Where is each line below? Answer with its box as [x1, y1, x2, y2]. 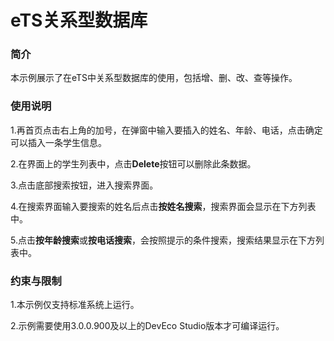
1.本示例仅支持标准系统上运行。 [10, 299, 140, 311]
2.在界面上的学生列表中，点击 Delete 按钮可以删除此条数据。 [10, 157, 257, 170]
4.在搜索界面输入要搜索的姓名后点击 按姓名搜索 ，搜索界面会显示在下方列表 [10, 200, 317, 212]
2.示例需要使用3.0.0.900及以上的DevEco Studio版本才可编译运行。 [10, 320, 285, 332]
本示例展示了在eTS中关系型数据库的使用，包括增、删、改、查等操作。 [10, 72, 298, 84]
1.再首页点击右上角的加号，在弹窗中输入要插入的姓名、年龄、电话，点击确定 [10, 124, 323, 136]
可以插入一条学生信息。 [10, 136, 107, 148]
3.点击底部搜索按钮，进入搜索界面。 [10, 179, 159, 191]
